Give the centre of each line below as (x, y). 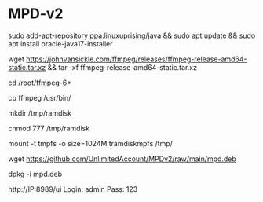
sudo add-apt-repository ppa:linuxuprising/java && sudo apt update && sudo (132, 35)
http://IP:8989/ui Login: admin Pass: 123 (73, 189)
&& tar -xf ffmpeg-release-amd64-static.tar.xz (122, 67)
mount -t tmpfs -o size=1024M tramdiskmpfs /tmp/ (90, 143)
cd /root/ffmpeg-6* (40, 83)
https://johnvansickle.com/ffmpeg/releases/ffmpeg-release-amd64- (137, 59)
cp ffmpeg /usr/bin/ (40, 97)
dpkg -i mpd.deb (35, 174)
